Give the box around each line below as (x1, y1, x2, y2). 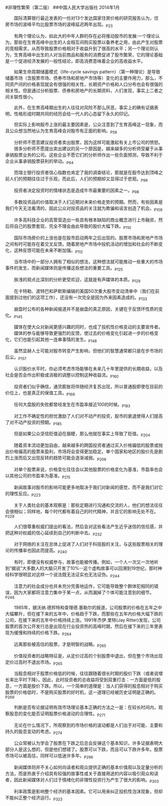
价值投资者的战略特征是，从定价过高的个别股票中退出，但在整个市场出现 (14, 652, 163, 659)
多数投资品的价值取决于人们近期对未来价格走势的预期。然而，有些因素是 (14, 199, 163, 205)
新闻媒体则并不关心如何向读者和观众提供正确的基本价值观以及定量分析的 (14, 764, 163, 770)
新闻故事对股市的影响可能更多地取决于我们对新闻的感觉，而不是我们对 (14, 484, 158, 490)
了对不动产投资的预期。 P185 (5, 419, 62, 426)
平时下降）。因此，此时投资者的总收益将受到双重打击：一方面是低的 (18, 677, 156, 683)
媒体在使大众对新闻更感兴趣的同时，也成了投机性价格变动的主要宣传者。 (14, 323, 163, 330)
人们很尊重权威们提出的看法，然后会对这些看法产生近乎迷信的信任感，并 (14, 523, 163, 529)
